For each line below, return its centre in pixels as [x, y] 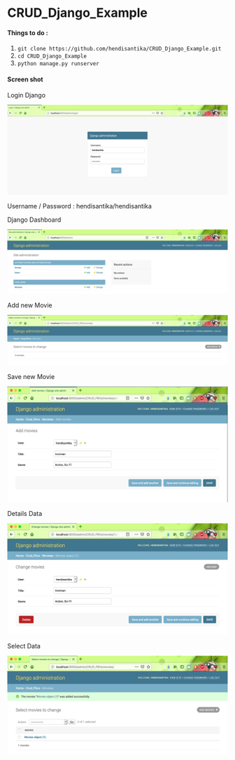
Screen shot [25, 79]
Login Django [27, 95]
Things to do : [28, 32]
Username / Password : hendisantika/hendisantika [80, 206]
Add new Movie [30, 305]
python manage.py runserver [58, 64]
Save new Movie [31, 377]
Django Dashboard [34, 220]
